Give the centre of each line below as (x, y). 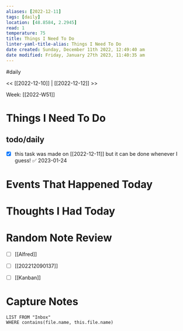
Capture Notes (42, 302)
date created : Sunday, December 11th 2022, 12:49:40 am (75, 50)
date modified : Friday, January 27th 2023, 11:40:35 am (75, 55)
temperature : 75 (26, 33)
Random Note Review (59, 238)
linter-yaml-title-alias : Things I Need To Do (64, 45)
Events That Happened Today (80, 184)
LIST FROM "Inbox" (28, 318)
